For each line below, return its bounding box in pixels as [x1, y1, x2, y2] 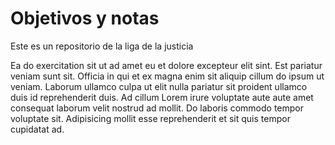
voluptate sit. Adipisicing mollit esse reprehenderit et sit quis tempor [10, 112, 291, 124]
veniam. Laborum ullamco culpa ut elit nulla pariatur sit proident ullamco [10, 80, 308, 92]
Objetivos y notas [10, 7, 160, 30]
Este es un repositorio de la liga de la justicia [10, 40, 194, 52]
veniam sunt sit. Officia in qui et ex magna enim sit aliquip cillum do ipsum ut [10, 70, 325, 82]
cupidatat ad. [10, 123, 65, 135]
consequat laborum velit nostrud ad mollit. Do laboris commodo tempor [10, 102, 305, 114]
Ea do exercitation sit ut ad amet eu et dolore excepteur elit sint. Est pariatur [10, 59, 323, 71]
